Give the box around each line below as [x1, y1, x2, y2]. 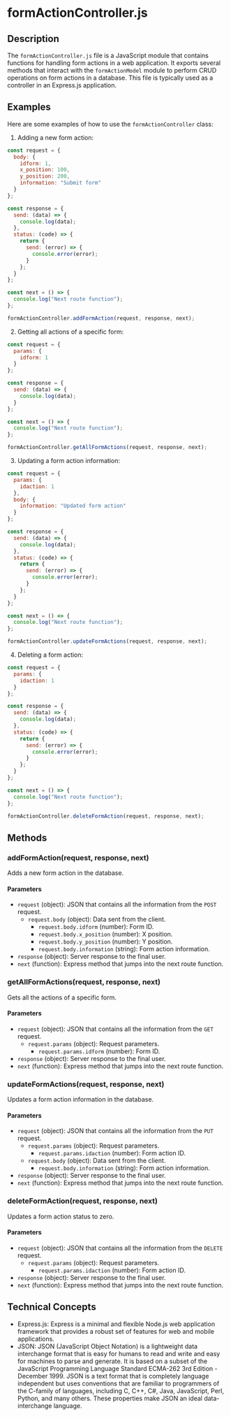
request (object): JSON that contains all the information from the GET [17, 1025, 214, 1033]
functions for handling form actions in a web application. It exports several [7, 59, 221, 67]
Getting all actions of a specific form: [17, 327, 124, 336]
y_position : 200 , [20, 173, 70, 180]
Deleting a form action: [17, 650, 84, 659]
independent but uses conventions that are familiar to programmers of [17, 1379, 220, 1388]
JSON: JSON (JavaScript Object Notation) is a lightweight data [17, 1341, 198, 1351]
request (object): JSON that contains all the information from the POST [17, 900, 217, 909]
